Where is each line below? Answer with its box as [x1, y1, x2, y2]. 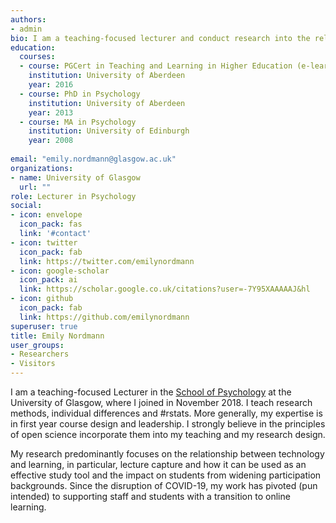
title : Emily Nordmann [10, 331, 105, 341]
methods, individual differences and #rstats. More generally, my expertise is [10, 407, 323, 419]
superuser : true [10, 321, 78, 331]
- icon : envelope [10, 210, 83, 220]
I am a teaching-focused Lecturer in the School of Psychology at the [10, 386, 292, 398]
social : [10, 201, 43, 211]
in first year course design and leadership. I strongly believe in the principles [10, 418, 326, 430]
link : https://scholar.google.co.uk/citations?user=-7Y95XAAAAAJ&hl [19, 284, 311, 295]
